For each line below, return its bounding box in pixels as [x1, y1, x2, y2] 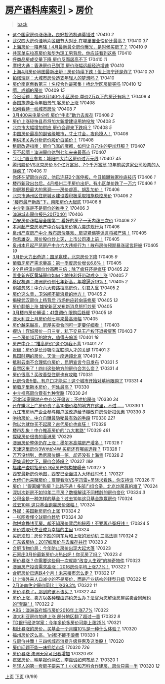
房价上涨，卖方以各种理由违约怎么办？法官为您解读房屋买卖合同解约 [12, 595, 151, 601]
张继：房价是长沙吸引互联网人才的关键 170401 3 [12, 347, 110, 353]
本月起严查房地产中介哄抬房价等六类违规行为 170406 [12, 224, 120, 230]
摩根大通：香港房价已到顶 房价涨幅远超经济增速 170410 [12, 62, 124, 68]
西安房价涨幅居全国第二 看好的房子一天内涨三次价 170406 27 [12, 217, 136, 223]
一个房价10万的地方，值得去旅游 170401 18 [12, 334, 99, 340]
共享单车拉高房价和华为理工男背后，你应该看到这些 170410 [12, 50, 132, 56]
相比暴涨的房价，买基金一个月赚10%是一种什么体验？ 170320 [12, 625, 137, 631]
